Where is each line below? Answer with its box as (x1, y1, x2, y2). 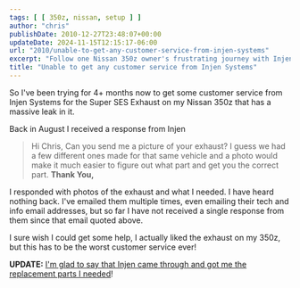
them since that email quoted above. (9, 215, 144, 226)
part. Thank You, (30, 169, 95, 179)
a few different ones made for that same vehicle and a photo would (30, 150, 279, 160)
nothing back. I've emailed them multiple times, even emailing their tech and (9, 195, 289, 206)
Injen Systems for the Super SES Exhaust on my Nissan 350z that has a (9, 96, 271, 107)
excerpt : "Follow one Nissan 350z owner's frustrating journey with (9, 54, 270, 63)
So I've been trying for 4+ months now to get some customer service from (9, 86, 283, 98)
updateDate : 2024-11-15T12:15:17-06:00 (9, 37, 158, 47)
